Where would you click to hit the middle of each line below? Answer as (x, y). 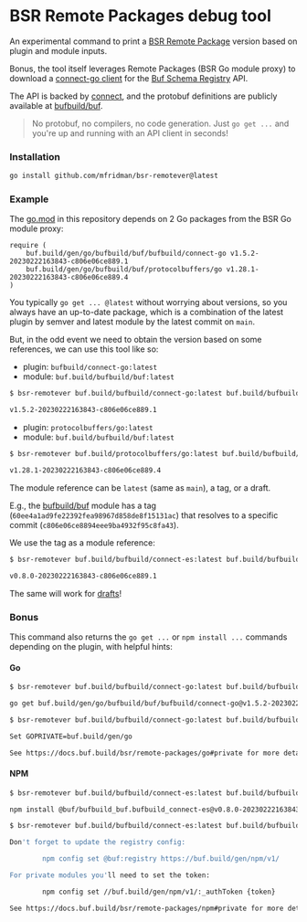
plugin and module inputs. (58, 50)
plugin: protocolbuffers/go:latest (88, 428)
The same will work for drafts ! (65, 593)
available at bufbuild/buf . (56, 105)
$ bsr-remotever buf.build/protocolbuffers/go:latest (114, 454)
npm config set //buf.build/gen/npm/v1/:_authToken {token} (159, 892)
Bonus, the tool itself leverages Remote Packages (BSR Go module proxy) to (153, 69)
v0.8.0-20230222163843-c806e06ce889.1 (83, 576)
